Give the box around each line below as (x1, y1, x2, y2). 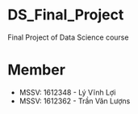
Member (7, 61, 66, 79)
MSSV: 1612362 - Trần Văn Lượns (19, 95, 131, 106)
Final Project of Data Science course (7, 32, 129, 42)
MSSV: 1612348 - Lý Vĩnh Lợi (19, 87, 116, 97)
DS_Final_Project (7, 6, 124, 24)
